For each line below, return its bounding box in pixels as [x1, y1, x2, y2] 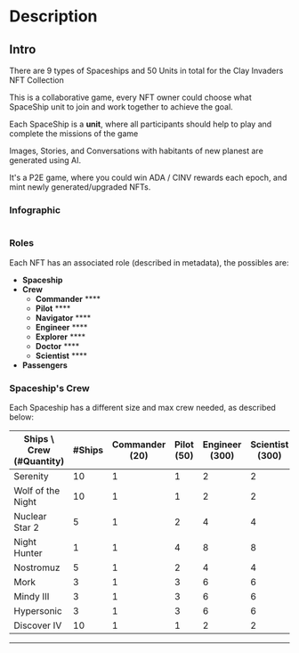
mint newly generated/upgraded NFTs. [9, 182, 151, 192]
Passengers [21, 359, 69, 371]
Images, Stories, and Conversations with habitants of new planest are [9, 145, 264, 156]
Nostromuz [13, 561, 61, 574]
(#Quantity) [13, 454, 65, 467]
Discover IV [13, 619, 62, 632]
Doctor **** [35, 340, 80, 351]
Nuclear [13, 510, 47, 522]
